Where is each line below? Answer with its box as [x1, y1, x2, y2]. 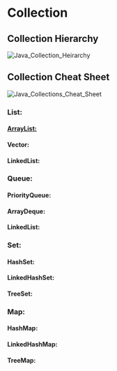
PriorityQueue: [7, 191, 52, 199]
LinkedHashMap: [7, 340, 58, 349]
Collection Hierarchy [7, 33, 99, 45]
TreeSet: [7, 289, 33, 298]
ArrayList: [7, 124, 37, 133]
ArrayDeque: [7, 207, 46, 215]
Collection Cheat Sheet [7, 71, 110, 83]
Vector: [7, 140, 30, 149]
